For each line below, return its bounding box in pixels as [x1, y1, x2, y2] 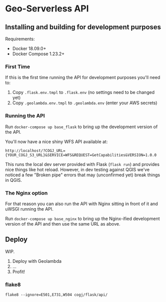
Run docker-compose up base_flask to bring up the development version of [5, 124, 158, 130]
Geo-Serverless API [5, 3, 89, 14]
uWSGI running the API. [5, 206, 54, 212]
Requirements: [5, 36, 35, 42]
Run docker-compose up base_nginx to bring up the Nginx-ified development [5, 216, 160, 222]
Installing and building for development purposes [5, 23, 162, 31]
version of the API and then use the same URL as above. [5, 221, 121, 226]
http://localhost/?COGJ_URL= [5, 148, 66, 153]
